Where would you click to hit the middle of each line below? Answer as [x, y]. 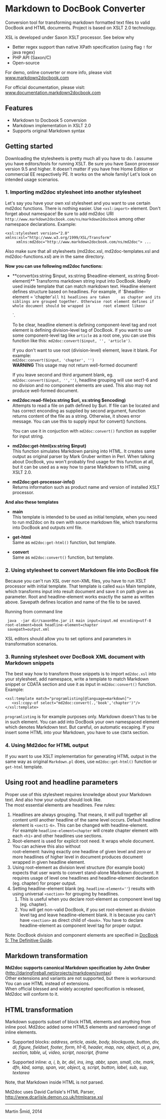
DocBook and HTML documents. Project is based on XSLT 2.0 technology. [81, 27]
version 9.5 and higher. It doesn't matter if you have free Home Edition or [79, 169]
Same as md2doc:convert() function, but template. [63, 557]
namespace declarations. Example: [41, 224]
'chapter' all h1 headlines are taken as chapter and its [97, 297]
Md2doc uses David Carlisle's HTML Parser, [50, 1092]
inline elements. [21, 1032]
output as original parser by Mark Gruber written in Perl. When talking [83, 456]
